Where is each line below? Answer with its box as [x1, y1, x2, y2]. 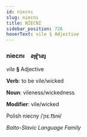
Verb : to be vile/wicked [6, 77, 64, 84]
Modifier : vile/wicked [6, 101, 59, 108]
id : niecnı [6, 8, 34, 15]
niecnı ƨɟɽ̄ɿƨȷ [6, 52, 46, 60]
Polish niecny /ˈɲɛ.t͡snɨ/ [6, 112, 62, 119]
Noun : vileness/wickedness [6, 89, 75, 97]
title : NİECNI [6, 20, 42, 26]
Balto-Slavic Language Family [6, 124, 81, 132]
